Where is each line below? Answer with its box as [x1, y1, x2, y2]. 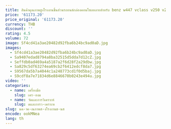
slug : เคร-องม [14, 92, 41, 98]
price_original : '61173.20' [5, 17, 65, 22]
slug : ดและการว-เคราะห [14, 102, 55, 107]
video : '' [5, 78, 26, 83]
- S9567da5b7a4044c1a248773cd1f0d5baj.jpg [10, 69, 101, 74]
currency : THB [5, 21, 36, 27]
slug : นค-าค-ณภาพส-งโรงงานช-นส [5, 107, 65, 112]
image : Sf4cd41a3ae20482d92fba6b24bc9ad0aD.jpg [5, 41, 108, 46]
